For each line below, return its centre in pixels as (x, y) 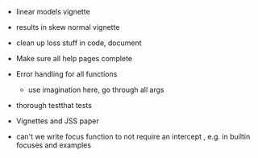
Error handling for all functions (67, 74)
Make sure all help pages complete (74, 58)
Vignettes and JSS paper (57, 121)
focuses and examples (53, 145)
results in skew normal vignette (68, 27)
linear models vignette (53, 12)
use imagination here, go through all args (96, 89)
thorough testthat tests (54, 105)
